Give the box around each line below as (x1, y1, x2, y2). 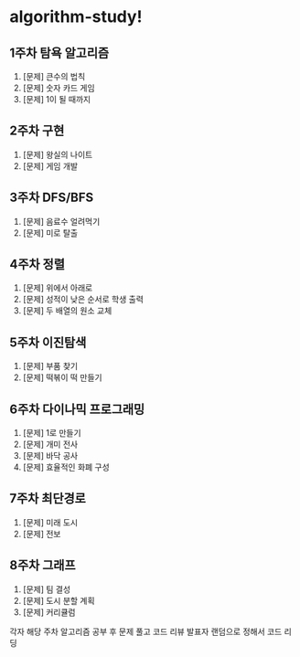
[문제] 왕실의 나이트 (22, 149, 93, 160)
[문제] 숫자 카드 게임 (22, 82, 95, 93)
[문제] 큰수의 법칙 (22, 71, 86, 81)
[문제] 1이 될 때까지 (22, 94, 91, 104)
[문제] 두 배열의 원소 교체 (22, 305, 112, 316)
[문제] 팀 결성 (22, 583, 71, 595)
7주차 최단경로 (9, 491, 87, 506)
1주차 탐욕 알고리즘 (9, 45, 110, 60)
